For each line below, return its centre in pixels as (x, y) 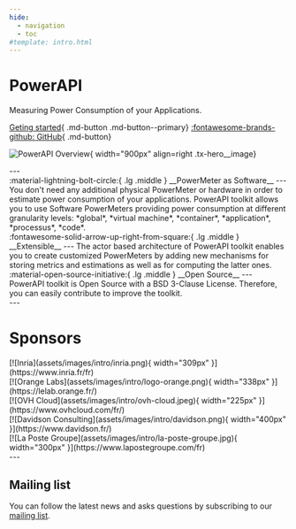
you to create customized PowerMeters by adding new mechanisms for (139, 256)
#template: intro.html (51, 42)
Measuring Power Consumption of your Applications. (106, 111)
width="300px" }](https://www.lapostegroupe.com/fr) (107, 448)
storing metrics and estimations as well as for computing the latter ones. (140, 265)
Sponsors (46, 338)
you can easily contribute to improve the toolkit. (96, 294)
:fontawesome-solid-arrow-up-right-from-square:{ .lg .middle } (125, 237)
